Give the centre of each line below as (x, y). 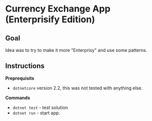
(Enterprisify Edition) (50, 19)
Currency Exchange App (58, 9)
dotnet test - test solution (40, 107)
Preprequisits (20, 78)
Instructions (25, 66)
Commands (18, 98)
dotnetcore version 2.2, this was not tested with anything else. (78, 88)
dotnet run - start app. (36, 113)
